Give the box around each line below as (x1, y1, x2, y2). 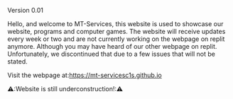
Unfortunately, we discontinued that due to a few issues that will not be (7, 49, 215, 58)
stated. (7, 57, 28, 66)
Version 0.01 (7, 6, 44, 14)
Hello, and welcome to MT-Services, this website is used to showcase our (7, 20, 224, 28)
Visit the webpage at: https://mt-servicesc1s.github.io (7, 71, 162, 79)
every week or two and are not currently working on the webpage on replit (7, 35, 225, 43)
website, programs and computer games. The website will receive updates (7, 28, 226, 35)
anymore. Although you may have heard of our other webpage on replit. (7, 42, 217, 50)
